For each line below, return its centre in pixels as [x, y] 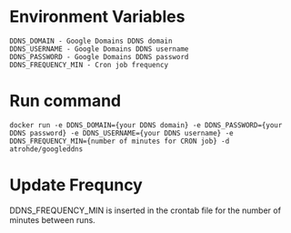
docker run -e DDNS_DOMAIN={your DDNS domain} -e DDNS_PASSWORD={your [146, 125]
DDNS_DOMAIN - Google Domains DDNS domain [91, 41]
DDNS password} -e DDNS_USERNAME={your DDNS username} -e [121, 133]
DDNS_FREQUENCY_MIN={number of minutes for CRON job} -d [120, 141]
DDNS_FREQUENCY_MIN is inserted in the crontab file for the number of [145, 210]
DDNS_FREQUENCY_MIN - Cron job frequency [89, 65]
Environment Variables [97, 17]
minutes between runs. [52, 219]
